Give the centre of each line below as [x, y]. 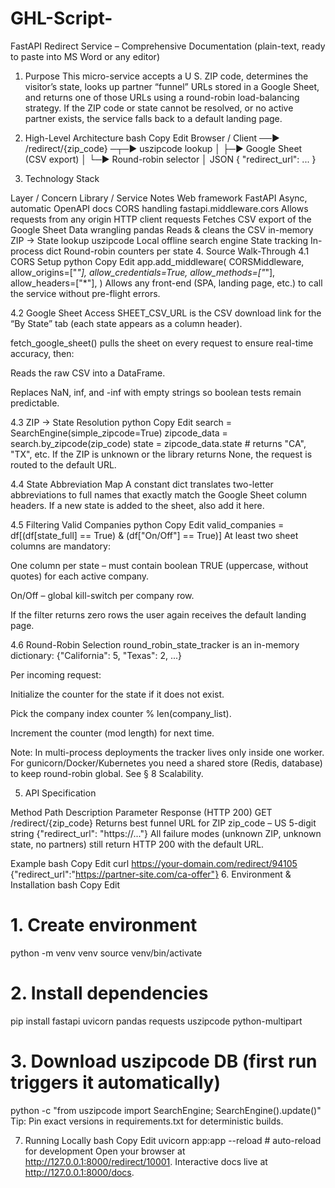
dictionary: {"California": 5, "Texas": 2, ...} [96, 655]
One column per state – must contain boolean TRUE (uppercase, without [159, 565]
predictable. [35, 403]
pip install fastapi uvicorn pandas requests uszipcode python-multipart [156, 1021]
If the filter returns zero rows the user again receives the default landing [158, 614]
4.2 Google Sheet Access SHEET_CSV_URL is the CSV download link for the [166, 313]
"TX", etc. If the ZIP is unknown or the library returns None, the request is [161, 454]
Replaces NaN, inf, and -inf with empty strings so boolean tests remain [156, 392]
